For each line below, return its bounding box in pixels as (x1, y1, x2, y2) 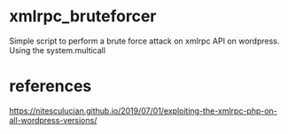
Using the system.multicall (9, 44, 106, 55)
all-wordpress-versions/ (9, 114, 97, 125)
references (9, 76, 92, 97)
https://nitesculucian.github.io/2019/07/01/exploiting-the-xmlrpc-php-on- (9, 105, 277, 116)
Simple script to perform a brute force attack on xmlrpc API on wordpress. (9, 35, 280, 46)
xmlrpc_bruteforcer (9, 6, 157, 27)
